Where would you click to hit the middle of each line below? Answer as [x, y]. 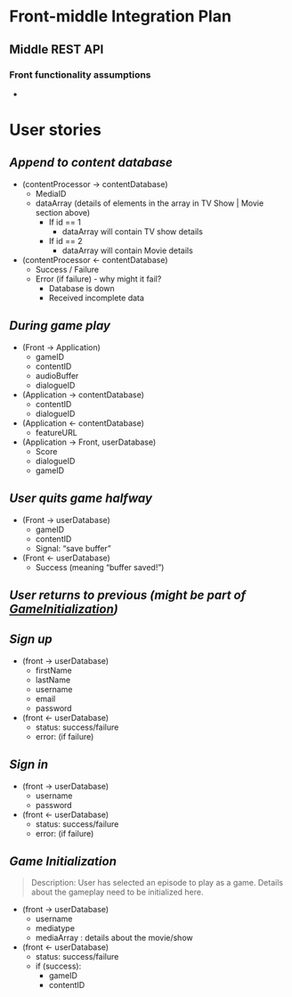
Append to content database [91, 163]
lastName [53, 680]
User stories [56, 130]
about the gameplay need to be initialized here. [117, 892]
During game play [60, 326]
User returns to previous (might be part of [128, 595]
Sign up [31, 639]
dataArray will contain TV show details [132, 231]
